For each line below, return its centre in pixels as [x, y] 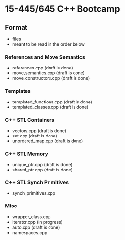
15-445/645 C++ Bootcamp [62, 9]
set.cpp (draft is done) [35, 136]
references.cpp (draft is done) [43, 68]
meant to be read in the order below [48, 44]
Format [16, 27]
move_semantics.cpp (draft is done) [48, 73]
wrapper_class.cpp [31, 217]
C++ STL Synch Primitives [37, 182]
